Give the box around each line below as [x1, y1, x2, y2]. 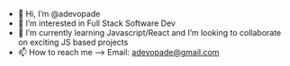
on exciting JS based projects [17, 37, 129, 47]
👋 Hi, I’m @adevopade [17, 9, 101, 19]
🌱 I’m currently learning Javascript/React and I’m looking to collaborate [17, 28, 282, 37]
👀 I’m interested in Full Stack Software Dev [17, 18, 176, 29]
